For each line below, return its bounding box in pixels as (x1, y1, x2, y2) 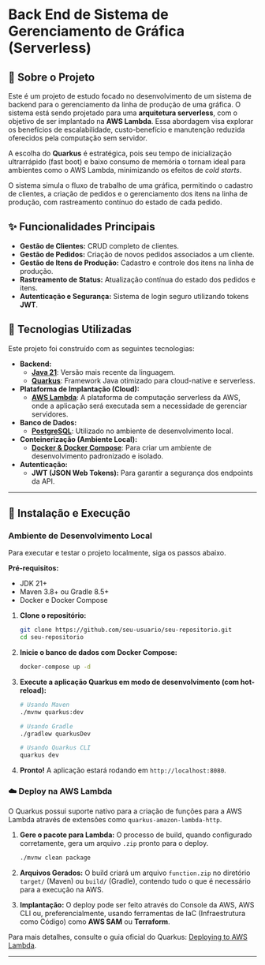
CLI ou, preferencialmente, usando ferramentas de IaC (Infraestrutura (19, 909, 246, 918)
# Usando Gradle (19, 722, 73, 731)
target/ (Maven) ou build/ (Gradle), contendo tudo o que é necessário (19, 877, 251, 886)
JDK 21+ (19, 578, 47, 589)
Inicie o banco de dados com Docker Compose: (19, 648, 177, 657)
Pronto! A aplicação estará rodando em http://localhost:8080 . (19, 765, 226, 775)
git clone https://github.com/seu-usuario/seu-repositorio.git (19, 626, 233, 634)
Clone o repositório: (19, 611, 87, 620)
